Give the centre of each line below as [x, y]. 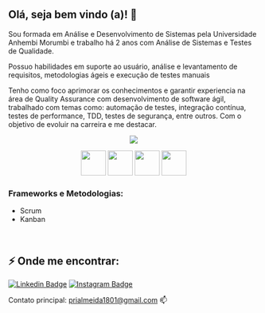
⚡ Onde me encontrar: [64, 261]
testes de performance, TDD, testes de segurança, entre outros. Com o [125, 116]
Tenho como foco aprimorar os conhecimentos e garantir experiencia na [127, 90]
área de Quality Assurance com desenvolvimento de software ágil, [117, 99]
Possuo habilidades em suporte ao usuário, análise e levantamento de [123, 66]
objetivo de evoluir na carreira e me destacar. [82, 124]
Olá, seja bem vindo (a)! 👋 [73, 15]
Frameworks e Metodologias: [66, 193]
